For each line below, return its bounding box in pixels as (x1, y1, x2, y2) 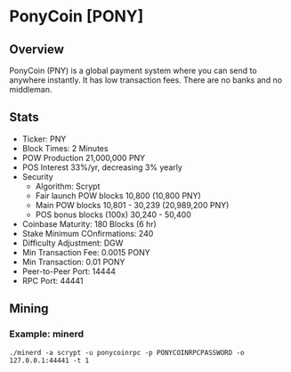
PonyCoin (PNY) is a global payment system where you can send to (9, 65, 257, 76)
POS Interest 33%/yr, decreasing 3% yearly (21, 162, 182, 173)
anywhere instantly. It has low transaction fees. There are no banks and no (9, 75, 283, 85)
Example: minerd (9, 328, 85, 340)
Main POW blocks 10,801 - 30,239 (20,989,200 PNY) (35, 199, 230, 210)
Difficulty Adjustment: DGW (21, 238, 124, 248)
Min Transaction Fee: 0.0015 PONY (21, 247, 150, 257)
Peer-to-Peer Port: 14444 (21, 265, 116, 277)
